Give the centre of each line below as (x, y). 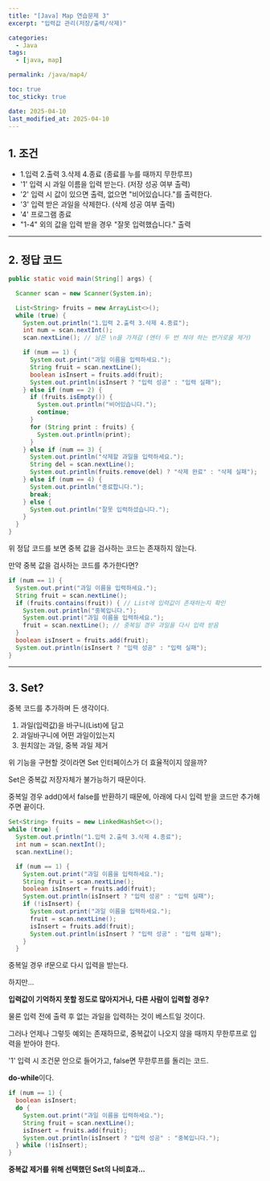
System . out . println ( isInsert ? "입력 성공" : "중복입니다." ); (121, 1138)
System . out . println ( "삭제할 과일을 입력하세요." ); (107, 457)
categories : (28, 38)
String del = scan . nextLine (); (82, 465)
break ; (41, 494)
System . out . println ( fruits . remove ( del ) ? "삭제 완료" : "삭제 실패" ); (143, 472)
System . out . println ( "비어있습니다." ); (97, 405)
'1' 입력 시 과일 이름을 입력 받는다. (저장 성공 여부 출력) (105, 184)
